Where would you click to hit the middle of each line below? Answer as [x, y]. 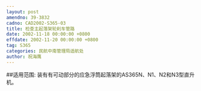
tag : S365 [19, 46]
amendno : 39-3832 [28, 17]
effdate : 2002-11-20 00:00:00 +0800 [52, 40]
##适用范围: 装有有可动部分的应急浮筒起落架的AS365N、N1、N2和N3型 [95, 74]
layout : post [23, 12]
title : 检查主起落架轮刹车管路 [40, 29]
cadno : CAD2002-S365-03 [36, 23]
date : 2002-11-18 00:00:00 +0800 [48, 34]
